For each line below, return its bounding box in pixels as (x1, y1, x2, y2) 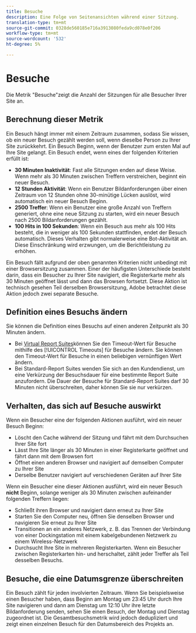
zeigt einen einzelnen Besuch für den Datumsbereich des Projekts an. (6, 621, 174, 628)
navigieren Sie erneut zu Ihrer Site (14, 519, 97, 526)
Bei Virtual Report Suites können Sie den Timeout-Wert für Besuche (14, 340, 177, 347)
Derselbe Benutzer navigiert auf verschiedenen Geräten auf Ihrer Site (14, 472, 182, 479)
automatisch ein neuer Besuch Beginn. (14, 197, 108, 204)
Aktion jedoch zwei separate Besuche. (6, 290, 99, 297)
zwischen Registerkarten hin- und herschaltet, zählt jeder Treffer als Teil (14, 550, 189, 558)
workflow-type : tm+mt (6, 31, 59, 36)
